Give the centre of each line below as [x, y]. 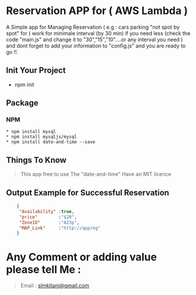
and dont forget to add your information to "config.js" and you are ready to [96, 46]
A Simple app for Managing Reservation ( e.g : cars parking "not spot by [93, 27]
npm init [24, 84]
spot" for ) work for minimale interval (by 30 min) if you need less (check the [98, 33]
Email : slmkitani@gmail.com [55, 286]
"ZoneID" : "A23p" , [49, 222]
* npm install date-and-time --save [51, 142]
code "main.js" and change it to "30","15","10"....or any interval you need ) [94, 39]
